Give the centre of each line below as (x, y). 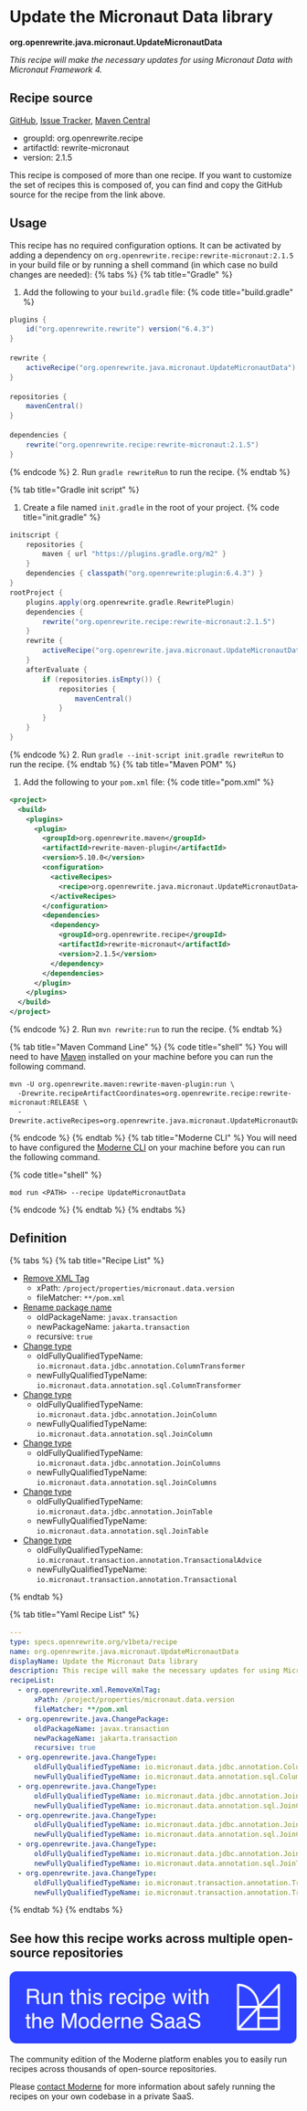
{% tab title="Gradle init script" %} (74, 490)
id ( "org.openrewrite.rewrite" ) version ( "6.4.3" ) (120, 329)
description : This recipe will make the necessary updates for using (145, 1671)
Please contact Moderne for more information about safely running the (143, 2086)
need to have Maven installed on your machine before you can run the (142, 1057)
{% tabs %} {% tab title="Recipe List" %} (87, 1260)
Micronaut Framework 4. (56, 69)
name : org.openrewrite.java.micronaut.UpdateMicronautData (124, 1652)
